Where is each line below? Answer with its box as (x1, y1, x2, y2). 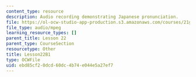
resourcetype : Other (6, 46, 57, 52)
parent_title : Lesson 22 (6, 35, 66, 41)
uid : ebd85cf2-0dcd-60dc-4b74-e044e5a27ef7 (6, 62, 114, 68)
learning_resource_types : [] (6, 30, 77, 36)
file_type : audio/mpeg (6, 24, 61, 31)
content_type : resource (6, 8, 64, 14)
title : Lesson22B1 (6, 52, 51, 57)
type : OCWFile (6, 57, 41, 63)
